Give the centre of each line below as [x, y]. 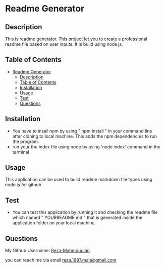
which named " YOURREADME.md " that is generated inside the [77, 218]
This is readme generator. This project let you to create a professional [76, 39]
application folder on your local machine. [54, 223]
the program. [26, 141]
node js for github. [24, 185]
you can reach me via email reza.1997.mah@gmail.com [61, 260]
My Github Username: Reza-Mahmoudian [48, 251]
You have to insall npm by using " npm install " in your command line [82, 131]
